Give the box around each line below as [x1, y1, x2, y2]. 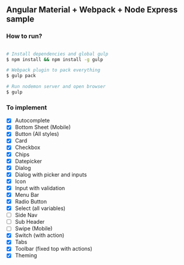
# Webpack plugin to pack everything [6, 67, 101, 74]
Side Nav [14, 212, 38, 219]
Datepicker [14, 157, 43, 165]
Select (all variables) [14, 205, 66, 212]
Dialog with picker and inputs [14, 170, 87, 178]
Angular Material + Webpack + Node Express [6, 5, 178, 15]
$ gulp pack [6, 73, 36, 79]
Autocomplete [14, 117, 50, 124]
